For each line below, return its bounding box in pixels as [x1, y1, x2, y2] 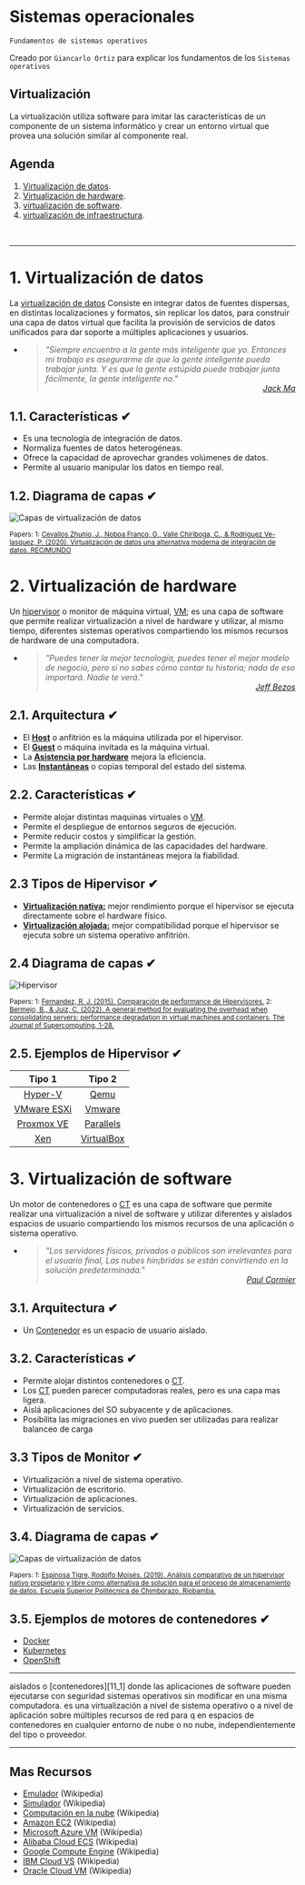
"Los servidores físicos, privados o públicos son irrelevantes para [44, 1245, 292, 1256]
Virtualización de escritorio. [22, 1483, 126, 1494]
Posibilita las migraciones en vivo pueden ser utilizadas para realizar [22, 1414, 279, 1424]
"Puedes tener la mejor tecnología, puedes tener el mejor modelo [44, 652, 290, 664]
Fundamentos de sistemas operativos [9, 36, 148, 45]
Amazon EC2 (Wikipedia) [22, 1817, 116, 1828]
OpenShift [22, 1655, 61, 1666]
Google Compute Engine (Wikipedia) [22, 1846, 160, 1857]
